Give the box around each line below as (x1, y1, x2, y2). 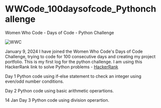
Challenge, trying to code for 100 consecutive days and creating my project (5, 53, 156, 59)
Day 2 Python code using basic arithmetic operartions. (5, 88, 114, 93)
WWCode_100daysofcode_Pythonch (5, 3, 157, 15)
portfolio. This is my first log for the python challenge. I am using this (5, 59, 143, 64)
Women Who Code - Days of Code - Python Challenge (5, 30, 114, 35)
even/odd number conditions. (5, 78, 64, 84)
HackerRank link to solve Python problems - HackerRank (5, 64, 118, 70)
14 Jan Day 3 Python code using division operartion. (5, 97, 110, 103)
